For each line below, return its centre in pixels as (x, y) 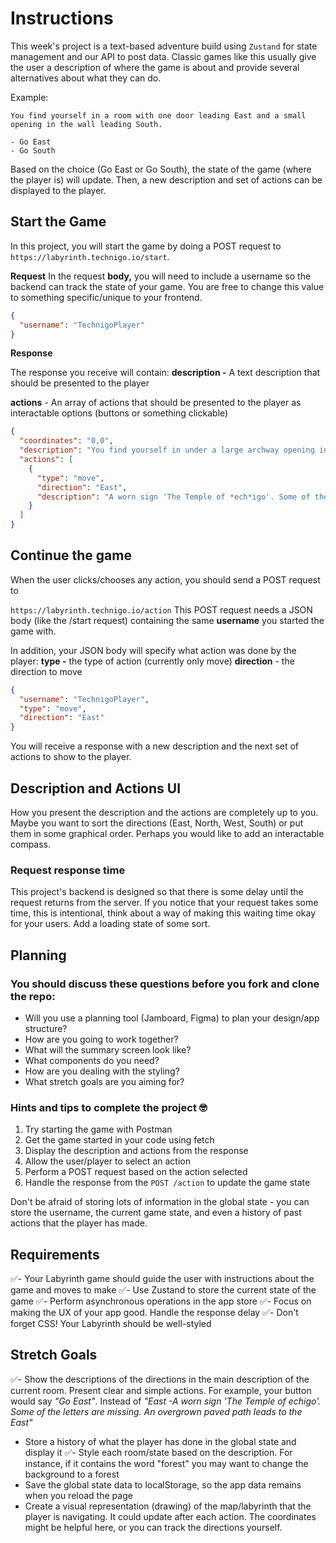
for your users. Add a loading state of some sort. (110, 924)
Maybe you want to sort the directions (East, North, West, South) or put (157, 823)
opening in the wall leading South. (86, 124)
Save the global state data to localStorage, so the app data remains (163, 1484)
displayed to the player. (58, 190)
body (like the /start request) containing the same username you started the (167, 620)
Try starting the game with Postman (98, 1129)
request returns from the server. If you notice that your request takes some (164, 903)
